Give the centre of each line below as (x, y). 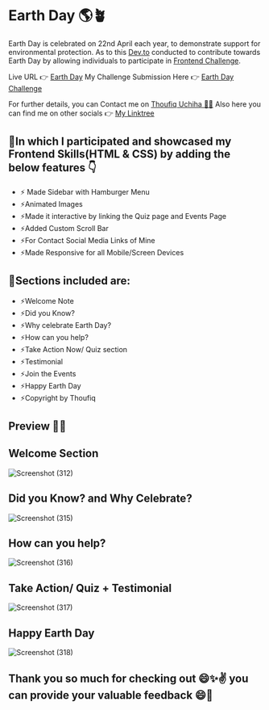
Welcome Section (54, 454)
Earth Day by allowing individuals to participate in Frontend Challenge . (125, 61)
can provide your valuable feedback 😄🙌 (111, 695)
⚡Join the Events (48, 373)
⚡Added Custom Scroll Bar (64, 228)
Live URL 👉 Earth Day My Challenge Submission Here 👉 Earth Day (121, 77)
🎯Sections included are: (70, 281)
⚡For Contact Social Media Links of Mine (87, 240)
